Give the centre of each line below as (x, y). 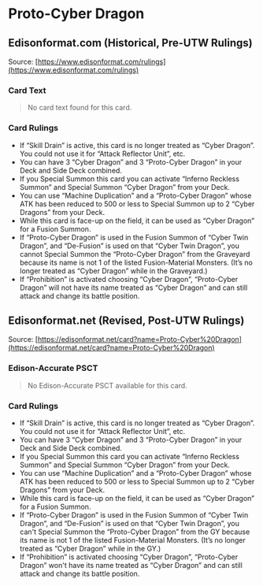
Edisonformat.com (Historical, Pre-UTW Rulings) (131, 43)
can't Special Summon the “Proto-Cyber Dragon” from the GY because (135, 532)
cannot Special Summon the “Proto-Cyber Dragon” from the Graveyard (135, 254)
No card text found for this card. (80, 108)
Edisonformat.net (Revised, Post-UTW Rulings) (126, 320)
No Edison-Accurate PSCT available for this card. (107, 385)
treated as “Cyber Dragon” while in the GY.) (90, 549)
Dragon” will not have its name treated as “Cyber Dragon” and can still (133, 287)
